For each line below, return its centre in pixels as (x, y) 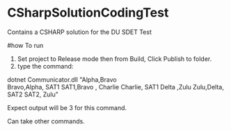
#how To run (25, 45)
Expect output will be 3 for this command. (67, 107)
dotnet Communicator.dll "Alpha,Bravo (62, 79)
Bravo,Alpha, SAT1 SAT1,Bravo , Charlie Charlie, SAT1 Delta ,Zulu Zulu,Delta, (116, 87)
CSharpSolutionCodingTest (88, 13)
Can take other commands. (46, 121)
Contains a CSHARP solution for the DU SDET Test (79, 32)
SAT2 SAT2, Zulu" (33, 94)
